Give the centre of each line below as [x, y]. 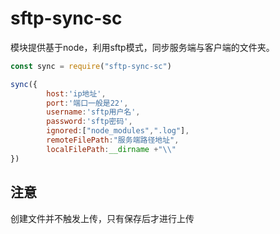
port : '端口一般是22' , [87, 103]
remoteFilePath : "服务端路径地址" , [113, 140]
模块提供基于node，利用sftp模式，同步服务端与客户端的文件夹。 [142, 47]
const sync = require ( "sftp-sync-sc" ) [91, 66]
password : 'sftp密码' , [89, 122]
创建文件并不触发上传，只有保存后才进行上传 [102, 218]
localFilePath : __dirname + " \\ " [111, 149]
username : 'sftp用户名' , [93, 112]
